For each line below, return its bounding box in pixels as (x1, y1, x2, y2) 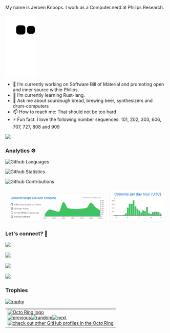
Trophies (5, 287, 28, 294)
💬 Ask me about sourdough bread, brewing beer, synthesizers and (12, 97, 153, 103)
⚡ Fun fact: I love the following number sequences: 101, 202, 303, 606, (12, 116, 161, 122)
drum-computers (12, 103, 49, 109)
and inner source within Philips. (12, 87, 79, 93)
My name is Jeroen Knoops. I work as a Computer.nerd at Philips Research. (5, 5, 164, 10)
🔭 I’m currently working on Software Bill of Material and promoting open (12, 81, 164, 87)
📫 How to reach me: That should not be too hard (12, 109, 117, 115)
